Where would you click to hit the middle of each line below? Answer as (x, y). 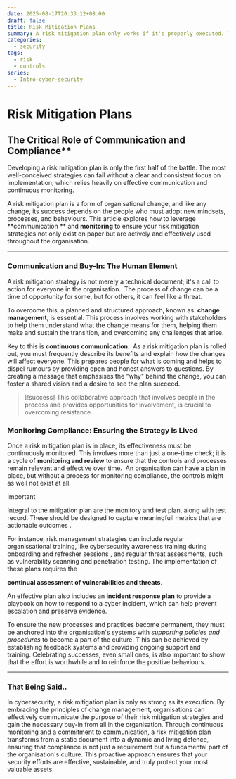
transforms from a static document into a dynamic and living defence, (108, 740)
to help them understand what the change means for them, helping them (112, 325)
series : (19, 72)
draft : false (26, 20)
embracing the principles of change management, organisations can (106, 710)
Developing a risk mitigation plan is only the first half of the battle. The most (117, 168)
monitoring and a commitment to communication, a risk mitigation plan (109, 732)
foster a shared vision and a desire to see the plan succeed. (94, 384)
